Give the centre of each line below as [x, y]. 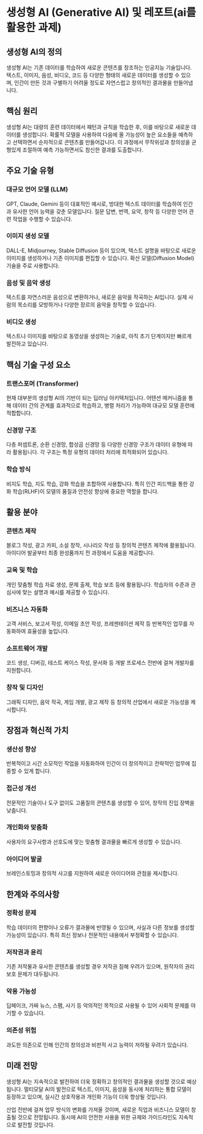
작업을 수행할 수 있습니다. [42, 219]
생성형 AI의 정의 [34, 52]
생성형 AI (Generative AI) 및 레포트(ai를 [101, 12]
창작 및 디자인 [25, 687]
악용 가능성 [21, 992]
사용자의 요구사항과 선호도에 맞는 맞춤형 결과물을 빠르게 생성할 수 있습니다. [94, 842]
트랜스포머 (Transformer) [43, 384]
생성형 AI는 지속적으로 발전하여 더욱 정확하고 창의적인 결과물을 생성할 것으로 [96, 1081]
